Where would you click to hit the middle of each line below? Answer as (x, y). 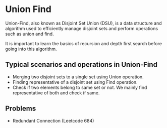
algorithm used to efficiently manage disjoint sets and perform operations (81, 28)
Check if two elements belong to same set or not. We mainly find (80, 87)
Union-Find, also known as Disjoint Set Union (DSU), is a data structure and (84, 23)
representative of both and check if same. (56, 93)
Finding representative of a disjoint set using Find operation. (75, 82)
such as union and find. (30, 34)
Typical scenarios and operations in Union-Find (81, 65)
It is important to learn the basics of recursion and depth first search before (84, 43)
